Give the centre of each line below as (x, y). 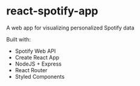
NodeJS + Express (38, 64)
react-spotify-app (52, 11)
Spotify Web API (35, 51)
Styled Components (40, 76)
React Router (31, 70)
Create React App (37, 57)
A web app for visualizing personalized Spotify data (70, 28)
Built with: (19, 39)
